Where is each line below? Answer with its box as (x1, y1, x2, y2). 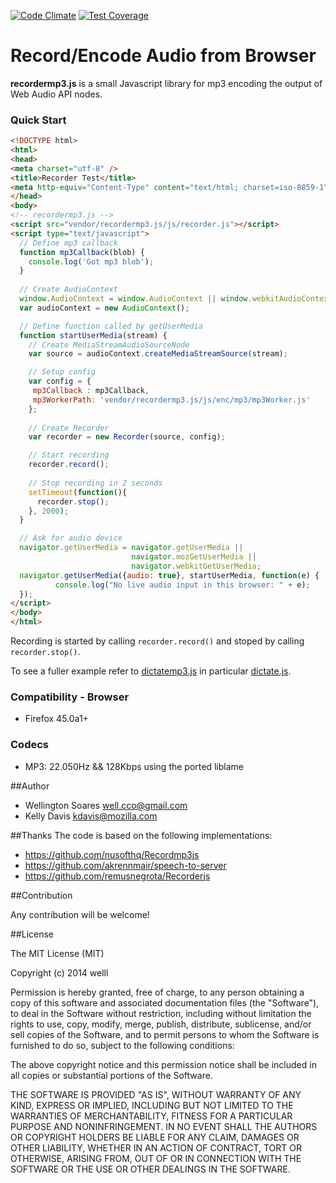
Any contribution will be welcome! (10, 908, 150, 920)
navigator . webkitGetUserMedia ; (131, 561, 262, 571)
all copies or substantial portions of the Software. (10, 1069, 213, 1081)
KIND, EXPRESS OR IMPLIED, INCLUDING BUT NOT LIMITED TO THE (10, 1099, 294, 1111)
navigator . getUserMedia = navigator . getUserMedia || (19, 543, 244, 553)
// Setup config (28, 367, 97, 377)
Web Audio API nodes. (10, 88, 103, 100)
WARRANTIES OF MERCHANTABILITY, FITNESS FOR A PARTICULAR (10, 1110, 293, 1122)
